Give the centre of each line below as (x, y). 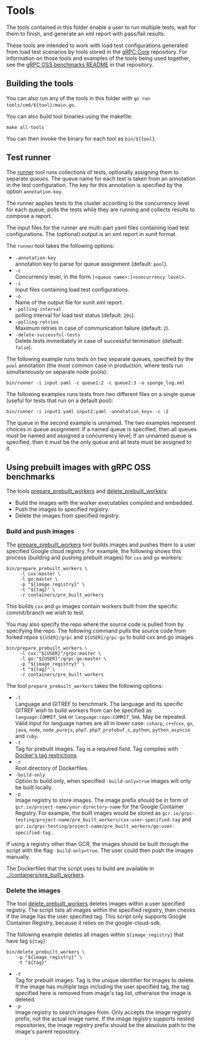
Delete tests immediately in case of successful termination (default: (99, 341)
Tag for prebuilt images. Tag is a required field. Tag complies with (96, 749)
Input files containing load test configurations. (72, 289)
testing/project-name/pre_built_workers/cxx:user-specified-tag (98, 820)
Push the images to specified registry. (62, 509)
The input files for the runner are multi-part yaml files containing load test (98, 228)
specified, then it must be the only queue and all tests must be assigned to (99, 442)
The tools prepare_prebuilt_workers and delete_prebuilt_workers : (87, 491)
